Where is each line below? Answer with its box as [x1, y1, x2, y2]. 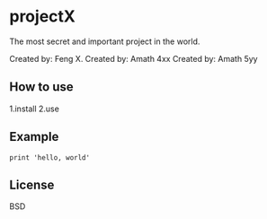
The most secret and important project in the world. [9, 36, 200, 47]
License [9, 177, 55, 192]
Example [9, 129, 59, 145]
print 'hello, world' [9, 153, 91, 162]
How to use [9, 79, 74, 95]
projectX [9, 6, 76, 27]
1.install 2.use [9, 103, 60, 114]
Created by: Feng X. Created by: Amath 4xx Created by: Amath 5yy [9, 53, 258, 64]
